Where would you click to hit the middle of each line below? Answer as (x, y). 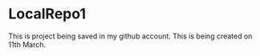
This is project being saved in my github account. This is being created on (130, 36)
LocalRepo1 (47, 14)
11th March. (27, 44)
